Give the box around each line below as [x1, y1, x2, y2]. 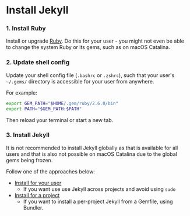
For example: [6, 89, 38, 96]
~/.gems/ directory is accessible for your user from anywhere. [6, 78, 154, 85]
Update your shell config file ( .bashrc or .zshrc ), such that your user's [6, 71, 175, 79]
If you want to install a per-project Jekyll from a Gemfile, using [23, 198, 173, 205]
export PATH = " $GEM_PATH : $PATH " [6, 106, 82, 112]
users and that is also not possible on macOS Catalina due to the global [6, 150, 178, 158]
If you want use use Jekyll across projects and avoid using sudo [23, 185, 176, 193]
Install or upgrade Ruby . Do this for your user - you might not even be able [6, 37, 185, 44]
